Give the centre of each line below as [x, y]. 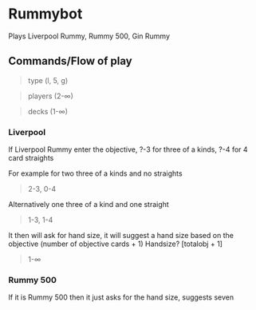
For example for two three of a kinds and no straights [95, 173]
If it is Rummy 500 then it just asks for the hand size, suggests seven [121, 297]
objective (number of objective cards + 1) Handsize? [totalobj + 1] [116, 244]
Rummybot [45, 14]
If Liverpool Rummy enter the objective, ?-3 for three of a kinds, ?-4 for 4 [128, 149]
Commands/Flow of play [71, 61]
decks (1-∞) [47, 111]
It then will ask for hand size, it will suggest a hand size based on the [121, 236]
